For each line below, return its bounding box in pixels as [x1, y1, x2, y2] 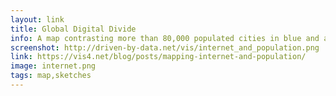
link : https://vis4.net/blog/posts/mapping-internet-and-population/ [10, 52, 307, 62]
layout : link [10, 14, 65, 25]
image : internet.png [10, 61, 97, 71]
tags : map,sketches [10, 71, 92, 81]
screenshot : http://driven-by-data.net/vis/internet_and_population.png [10, 42, 320, 53]
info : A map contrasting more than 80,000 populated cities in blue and [10, 33, 320, 43]
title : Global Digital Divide [10, 24, 137, 34]
